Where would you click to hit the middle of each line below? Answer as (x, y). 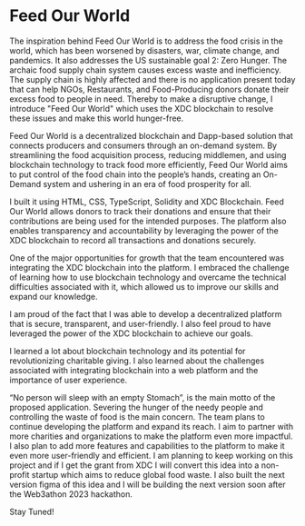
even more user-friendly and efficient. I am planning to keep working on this (151, 455)
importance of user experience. (69, 380)
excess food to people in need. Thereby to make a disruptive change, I (141, 99)
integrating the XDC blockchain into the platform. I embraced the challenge (149, 267)
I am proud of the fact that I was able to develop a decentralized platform (146, 313)
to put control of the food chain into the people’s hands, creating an (135, 174)
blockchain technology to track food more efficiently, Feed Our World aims (149, 164)
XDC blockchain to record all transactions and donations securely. (133, 240)
